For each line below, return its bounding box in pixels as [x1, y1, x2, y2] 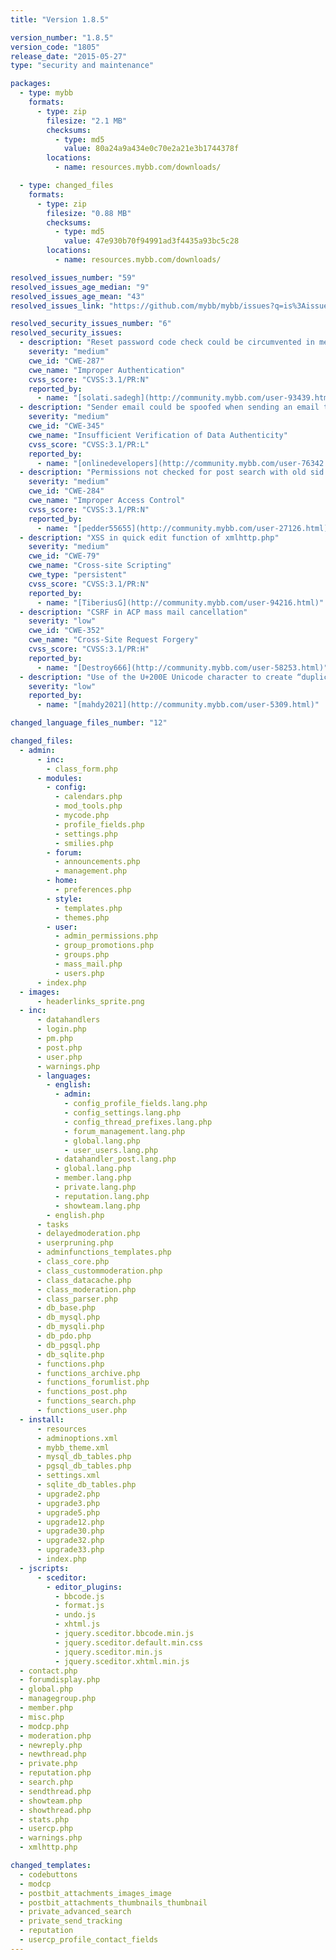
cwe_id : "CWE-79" [28, 551, 101, 561]
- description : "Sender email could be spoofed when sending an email [19, 402, 320, 413]
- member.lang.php [54, 1173, 132, 1183]
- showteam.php [19, 1796, 83, 1806]
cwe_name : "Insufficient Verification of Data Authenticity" [28, 430, 288, 440]
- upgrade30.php [36, 1526, 105, 1536]
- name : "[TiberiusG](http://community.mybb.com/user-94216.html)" [36, 597, 325, 608]
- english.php [46, 1210, 105, 1220]
